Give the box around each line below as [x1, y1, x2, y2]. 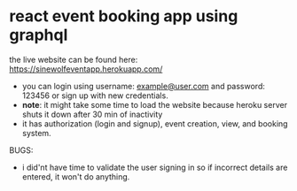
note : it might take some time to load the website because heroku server [21, 99, 288, 110]
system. [21, 127, 51, 138]
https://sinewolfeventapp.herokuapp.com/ [9, 64, 163, 74]
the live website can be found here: [9, 54, 138, 65]
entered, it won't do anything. [21, 171, 130, 182]
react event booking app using [9, 6, 238, 27]
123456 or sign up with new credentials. [21, 90, 168, 101]
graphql [9, 25, 68, 45]
